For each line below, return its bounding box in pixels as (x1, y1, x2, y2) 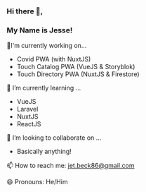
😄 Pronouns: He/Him (6, 178, 68, 186)
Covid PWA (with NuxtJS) (16, 55, 91, 64)
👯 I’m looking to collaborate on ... (6, 133, 102, 142)
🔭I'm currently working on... (6, 42, 87, 50)
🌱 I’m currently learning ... (6, 84, 81, 92)
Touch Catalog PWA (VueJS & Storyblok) (16, 63, 135, 71)
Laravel (16, 105, 39, 114)
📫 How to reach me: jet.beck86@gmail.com (6, 162, 135, 170)
